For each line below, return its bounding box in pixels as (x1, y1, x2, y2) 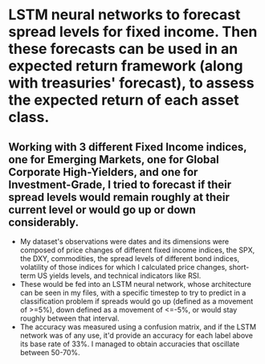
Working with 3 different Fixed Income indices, (8, 140, 247, 153)
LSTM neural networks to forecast (8, 6, 241, 24)
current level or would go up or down (8, 202, 197, 216)
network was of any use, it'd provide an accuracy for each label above (19, 331, 253, 340)
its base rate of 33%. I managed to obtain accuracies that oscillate (19, 339, 240, 349)
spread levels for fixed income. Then (8, 22, 258, 41)
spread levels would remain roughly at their (8, 190, 230, 204)
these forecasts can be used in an (8, 40, 238, 58)
